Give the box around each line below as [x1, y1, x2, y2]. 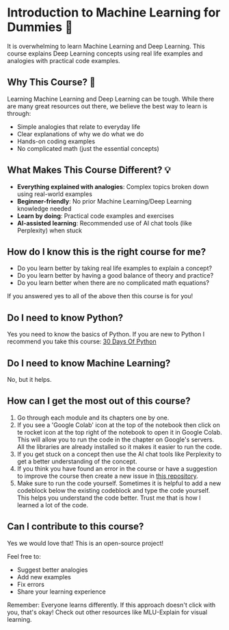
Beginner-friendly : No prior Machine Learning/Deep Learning [16, 197, 192, 205]
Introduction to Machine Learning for [7, 5, 221, 21]
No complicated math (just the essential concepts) [16, 144, 159, 152]
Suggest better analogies [16, 566, 88, 574]
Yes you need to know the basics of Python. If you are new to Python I [7, 330, 205, 339]
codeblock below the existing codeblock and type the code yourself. [16, 486, 211, 494]
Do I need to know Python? [7, 312, 124, 324]
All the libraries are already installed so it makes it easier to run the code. [16, 442, 222, 450]
